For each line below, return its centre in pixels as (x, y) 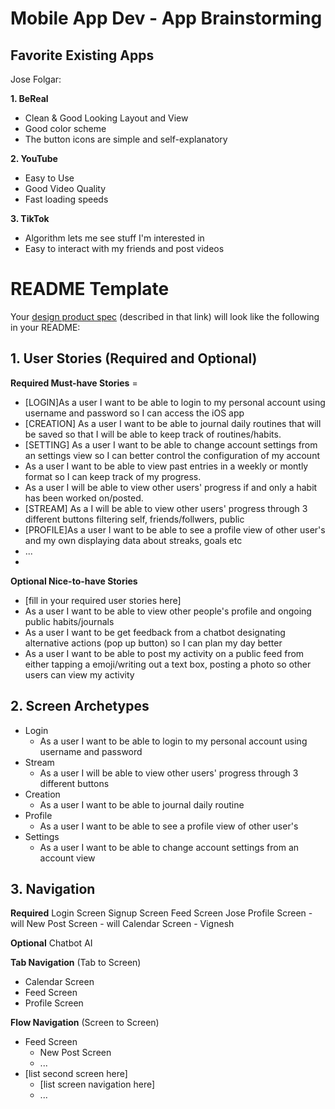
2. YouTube (34, 158)
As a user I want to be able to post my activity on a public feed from (164, 653)
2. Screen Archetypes (80, 706)
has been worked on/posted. (84, 498)
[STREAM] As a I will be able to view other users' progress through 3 (166, 508)
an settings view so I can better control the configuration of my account (172, 455)
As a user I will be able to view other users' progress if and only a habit (171, 487)
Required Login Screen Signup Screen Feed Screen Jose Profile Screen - (161, 913)
